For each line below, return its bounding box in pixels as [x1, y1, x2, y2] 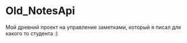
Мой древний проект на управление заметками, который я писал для [5, 24, 182, 31]
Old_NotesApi [5, 4, 75, 18]
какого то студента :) [5, 29, 58, 37]
